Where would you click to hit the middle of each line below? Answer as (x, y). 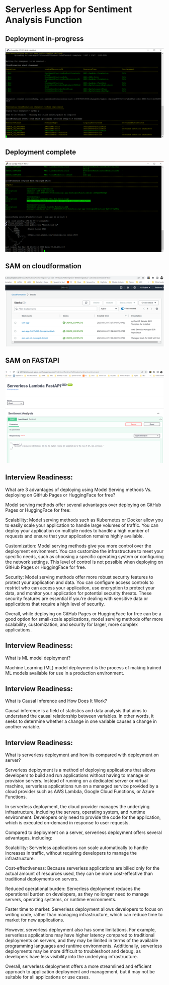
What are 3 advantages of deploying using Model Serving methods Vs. (78, 489)
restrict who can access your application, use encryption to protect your (80, 587)
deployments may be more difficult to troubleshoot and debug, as (73, 951)
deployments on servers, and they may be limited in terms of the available (82, 941)
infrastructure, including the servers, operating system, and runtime (75, 812)
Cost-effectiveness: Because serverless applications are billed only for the (82, 868)
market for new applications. (35, 920)
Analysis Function (44, 20)
